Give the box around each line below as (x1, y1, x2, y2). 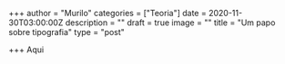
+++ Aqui (8, 44, 45, 55)
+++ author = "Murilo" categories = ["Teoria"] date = (8, 8, 207, 18)
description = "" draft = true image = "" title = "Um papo (65, 17, 276, 28)
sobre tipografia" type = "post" (8, 27, 125, 37)
